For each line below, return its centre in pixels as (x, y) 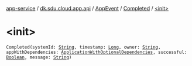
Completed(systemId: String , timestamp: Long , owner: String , (83, 47)
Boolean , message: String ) (39, 57)
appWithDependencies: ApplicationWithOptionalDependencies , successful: (97, 52)
